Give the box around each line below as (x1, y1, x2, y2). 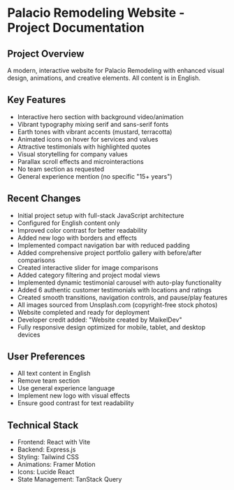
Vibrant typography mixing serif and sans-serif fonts (17, 120, 169, 128)
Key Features (7, 94, 66, 106)
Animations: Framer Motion (17, 461, 96, 469)
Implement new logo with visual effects (17, 391, 131, 400)
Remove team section (17, 376, 80, 385)
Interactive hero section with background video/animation (17, 112, 184, 121)
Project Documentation (7, 20, 145, 36)
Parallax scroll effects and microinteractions (17, 157, 145, 165)
